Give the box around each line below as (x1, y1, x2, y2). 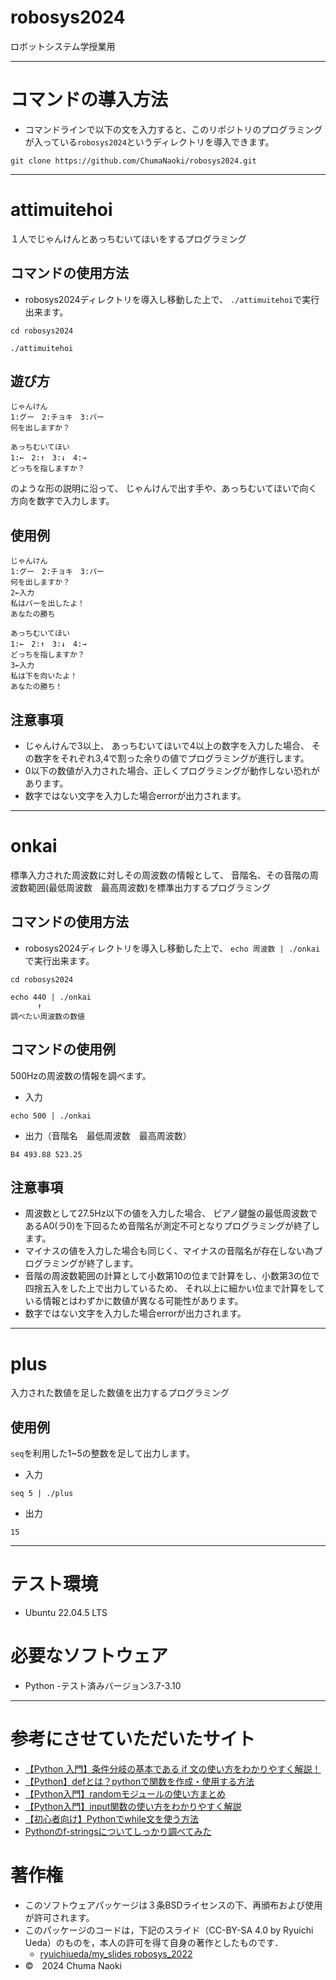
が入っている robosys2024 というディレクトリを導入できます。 (24, 136, 275, 148)
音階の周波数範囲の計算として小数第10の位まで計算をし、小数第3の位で (24, 1270, 320, 1282)
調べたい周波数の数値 (10, 1011, 85, 1021)
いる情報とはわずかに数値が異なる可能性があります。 (24, 1295, 244, 1307)
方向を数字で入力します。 (10, 495, 115, 507)
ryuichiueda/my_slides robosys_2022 (39, 1947, 193, 1960)
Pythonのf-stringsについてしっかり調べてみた (24, 1826, 212, 1837)
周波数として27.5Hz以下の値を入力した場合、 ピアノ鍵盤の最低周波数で (24, 1207, 318, 1220)
